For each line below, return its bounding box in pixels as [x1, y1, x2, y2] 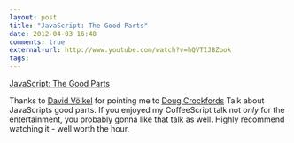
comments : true [9, 37, 66, 47]
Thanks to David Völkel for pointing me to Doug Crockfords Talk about [9, 95, 265, 106]
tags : [9, 54, 29, 63]
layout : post [9, 12, 58, 22]
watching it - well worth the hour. [9, 124, 130, 133]
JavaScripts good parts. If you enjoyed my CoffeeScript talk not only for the [9, 105, 285, 115]
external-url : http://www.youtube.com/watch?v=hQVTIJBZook [9, 46, 232, 55]
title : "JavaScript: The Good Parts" [9, 21, 149, 30]
